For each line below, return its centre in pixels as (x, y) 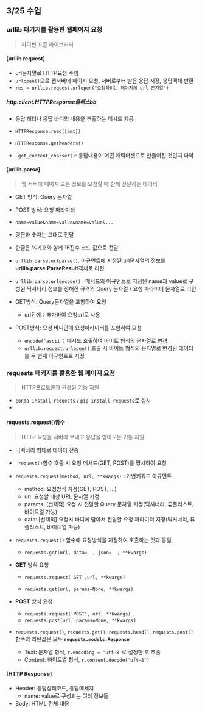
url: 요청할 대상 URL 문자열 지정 (62, 496)
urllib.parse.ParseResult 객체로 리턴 (60, 268)
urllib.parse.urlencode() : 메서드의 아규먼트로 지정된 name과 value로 (101, 281)
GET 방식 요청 (32, 564)
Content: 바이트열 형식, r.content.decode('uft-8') (87, 659)
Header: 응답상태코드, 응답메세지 (54, 688)
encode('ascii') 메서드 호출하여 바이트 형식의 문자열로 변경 (96, 341)
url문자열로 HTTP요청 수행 (47, 73)
